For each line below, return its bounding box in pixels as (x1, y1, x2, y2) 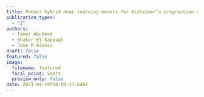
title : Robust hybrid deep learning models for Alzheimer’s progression (6, 8, 194, 15)
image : (6, 59, 23, 65)
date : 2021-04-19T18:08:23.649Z (6, 82, 88, 88)
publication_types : (6, 14, 56, 20)
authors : (6, 25, 29, 32)
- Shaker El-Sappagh (12, 37, 64, 43)
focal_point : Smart (12, 70, 61, 77)
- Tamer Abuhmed (12, 31, 53, 37)
